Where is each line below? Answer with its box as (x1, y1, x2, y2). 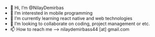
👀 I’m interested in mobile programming (10, 10, 93, 16)
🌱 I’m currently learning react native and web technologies (10, 15, 133, 21)
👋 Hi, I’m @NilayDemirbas (10, 5, 64, 10)
